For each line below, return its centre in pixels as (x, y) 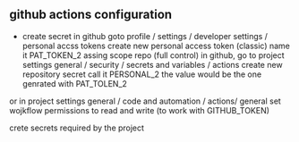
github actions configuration (91, 15)
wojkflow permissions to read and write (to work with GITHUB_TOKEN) (140, 110)
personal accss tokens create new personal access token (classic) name (156, 46)
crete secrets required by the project (77, 128)
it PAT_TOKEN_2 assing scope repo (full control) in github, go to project (153, 55)
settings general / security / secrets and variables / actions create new (153, 64)
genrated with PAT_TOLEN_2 (75, 83)
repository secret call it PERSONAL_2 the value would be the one (142, 74)
